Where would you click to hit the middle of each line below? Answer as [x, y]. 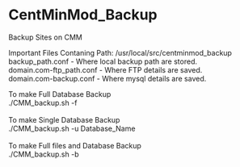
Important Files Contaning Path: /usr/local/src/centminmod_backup [120, 52]
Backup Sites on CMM [45, 37]
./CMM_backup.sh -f [43, 102]
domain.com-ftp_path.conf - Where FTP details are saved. [105, 69]
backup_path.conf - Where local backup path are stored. [103, 61]
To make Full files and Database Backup [75, 145]
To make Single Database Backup [64, 119]
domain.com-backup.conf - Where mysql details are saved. [107, 78]
